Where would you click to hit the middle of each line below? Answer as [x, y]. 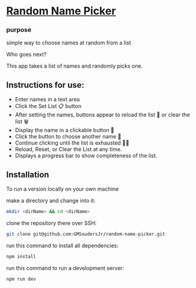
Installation [28, 174]
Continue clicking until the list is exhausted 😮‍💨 [72, 143]
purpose [19, 30]
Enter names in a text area [47, 100]
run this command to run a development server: [65, 268]
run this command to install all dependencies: [63, 245]
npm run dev [21, 279]
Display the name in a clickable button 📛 [65, 130]
